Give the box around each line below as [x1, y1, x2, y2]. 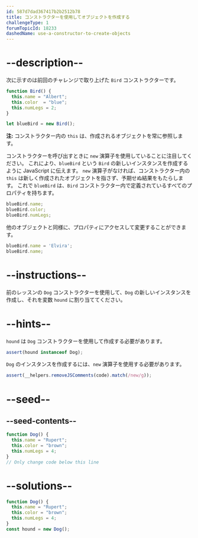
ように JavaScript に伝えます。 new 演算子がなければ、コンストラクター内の [6, 167, 190, 175]
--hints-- [6, 317, 51, 330]
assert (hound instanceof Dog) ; [6, 349, 83, 355]
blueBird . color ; [6, 207, 46, 213]
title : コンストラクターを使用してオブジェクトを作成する [6, 14, 130, 20]
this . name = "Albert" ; [11, 94, 67, 99]
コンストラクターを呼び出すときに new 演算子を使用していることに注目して [6, 152, 187, 160]
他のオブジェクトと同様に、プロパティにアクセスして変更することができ [6, 223, 181, 231]
